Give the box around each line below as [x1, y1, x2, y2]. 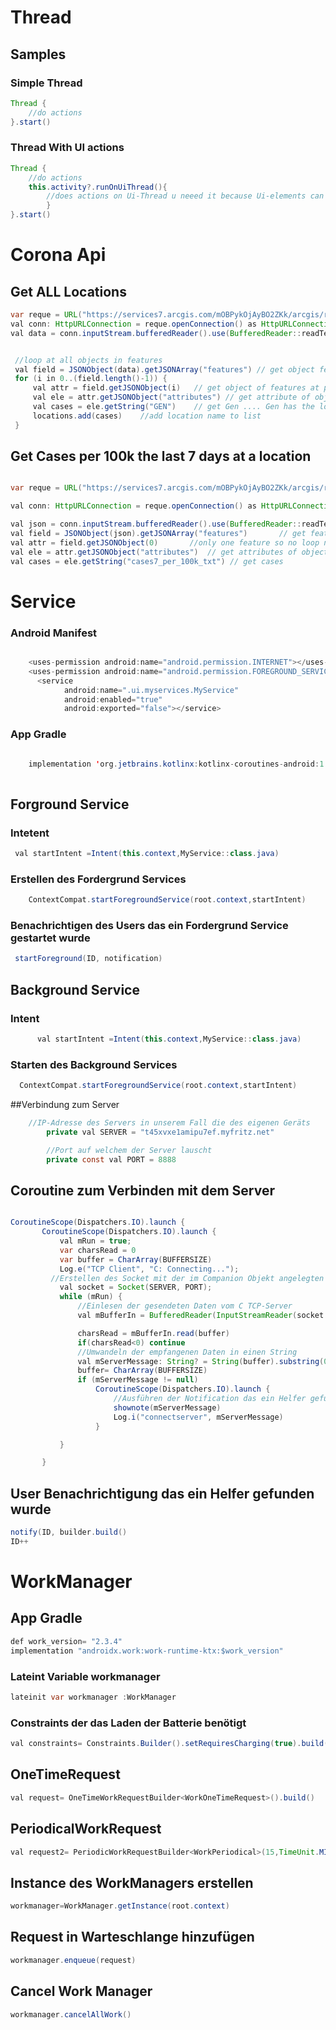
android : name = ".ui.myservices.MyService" [63, 685, 240, 695]
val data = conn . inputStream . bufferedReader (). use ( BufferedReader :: [10, 328, 302, 338]
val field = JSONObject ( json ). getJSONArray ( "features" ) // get [10, 529, 307, 539]
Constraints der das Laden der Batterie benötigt [10, 1716, 247, 1730]
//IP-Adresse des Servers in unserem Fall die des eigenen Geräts [28, 1118, 311, 1128]
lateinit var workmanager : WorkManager [10, 1692, 177, 1702]
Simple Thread [10, 76, 83, 90]
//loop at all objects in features [14, 355, 163, 365]
